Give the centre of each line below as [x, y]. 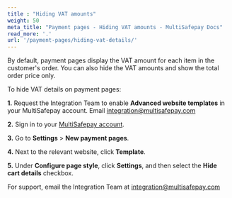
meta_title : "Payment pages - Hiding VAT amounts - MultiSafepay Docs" [115, 27]
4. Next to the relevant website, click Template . [77, 152]
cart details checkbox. [41, 173]
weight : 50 [23, 21]
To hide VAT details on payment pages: [64, 89]
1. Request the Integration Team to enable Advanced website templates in [116, 103]
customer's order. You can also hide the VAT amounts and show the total [113, 68]
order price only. [31, 76]
